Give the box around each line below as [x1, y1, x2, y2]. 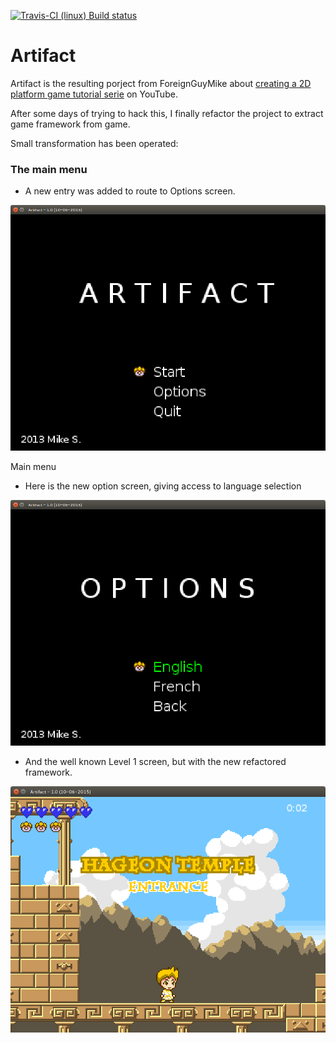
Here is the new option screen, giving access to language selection [24, 480, 302, 492]
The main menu [10, 162, 88, 176]
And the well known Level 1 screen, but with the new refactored [24, 755, 287, 767]
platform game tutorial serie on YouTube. [10, 88, 178, 100]
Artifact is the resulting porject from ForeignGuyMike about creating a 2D [10, 77, 312, 89]
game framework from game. [10, 118, 131, 130]
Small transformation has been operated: [10, 137, 179, 149]
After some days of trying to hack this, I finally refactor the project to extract [10, 107, 324, 119]
